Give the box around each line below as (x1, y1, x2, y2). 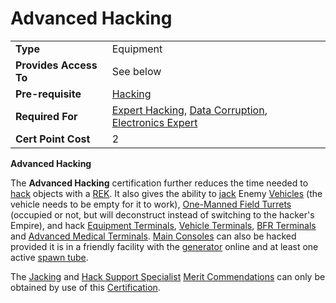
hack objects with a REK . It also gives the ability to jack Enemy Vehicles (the (10, 187, 323, 199)
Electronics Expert (111, 115, 198, 129)
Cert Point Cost (15, 132, 91, 146)
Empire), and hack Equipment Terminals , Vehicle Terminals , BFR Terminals (10, 219, 317, 231)
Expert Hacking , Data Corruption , (111, 103, 268, 117)
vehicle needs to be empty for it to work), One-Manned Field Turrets (10, 198, 292, 210)
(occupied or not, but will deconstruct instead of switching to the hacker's (10, 208, 315, 221)
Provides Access (15, 58, 98, 72)
